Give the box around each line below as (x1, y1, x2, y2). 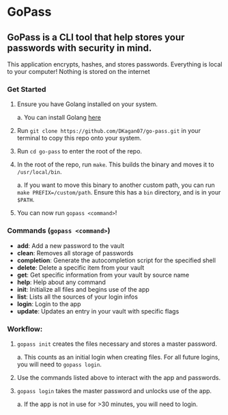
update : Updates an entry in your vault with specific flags (16, 307, 180, 315)
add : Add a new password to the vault (16, 241, 125, 250)
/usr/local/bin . (16, 168, 63, 176)
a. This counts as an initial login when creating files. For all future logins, (16, 353, 220, 361)
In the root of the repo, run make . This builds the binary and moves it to (16, 160, 214, 168)
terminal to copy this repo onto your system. (16, 134, 142, 142)
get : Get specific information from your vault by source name (16, 271, 190, 279)
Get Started (7, 84, 46, 94)
